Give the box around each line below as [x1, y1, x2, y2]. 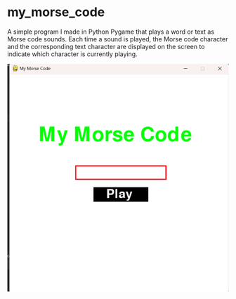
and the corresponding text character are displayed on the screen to [7, 42, 205, 51]
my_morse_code [7, 4, 105, 20]
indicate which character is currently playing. [7, 50, 138, 58]
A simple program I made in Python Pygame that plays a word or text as [7, 27, 215, 36]
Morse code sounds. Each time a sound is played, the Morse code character [7, 34, 228, 43]
